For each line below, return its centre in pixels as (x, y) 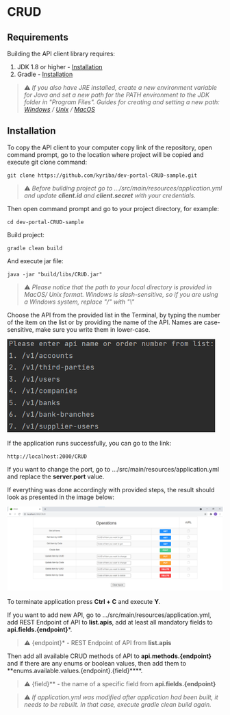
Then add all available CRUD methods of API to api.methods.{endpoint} (110, 656)
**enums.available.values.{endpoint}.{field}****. (75, 670)
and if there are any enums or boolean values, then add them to (97, 663)
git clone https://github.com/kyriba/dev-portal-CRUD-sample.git (102, 175)
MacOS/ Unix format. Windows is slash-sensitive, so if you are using (121, 294)
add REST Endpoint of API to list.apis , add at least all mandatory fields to (110, 622)
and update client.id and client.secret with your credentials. (110, 195)
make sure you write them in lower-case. (93, 329)
